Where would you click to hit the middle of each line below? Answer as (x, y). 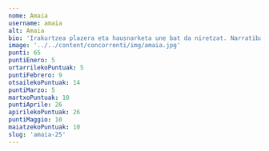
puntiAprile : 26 (35, 105)
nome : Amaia (28, 16)
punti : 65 (25, 53)
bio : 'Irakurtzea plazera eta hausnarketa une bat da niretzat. (118, 38)
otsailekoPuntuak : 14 (44, 82)
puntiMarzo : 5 (32, 90)
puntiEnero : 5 (32, 61)
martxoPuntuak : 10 (39, 97)
